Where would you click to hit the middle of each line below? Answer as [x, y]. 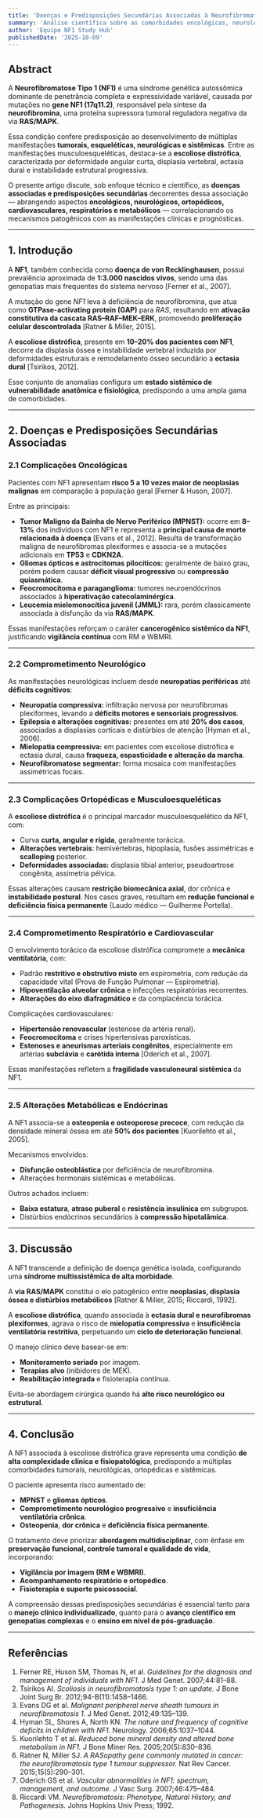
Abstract [30, 69]
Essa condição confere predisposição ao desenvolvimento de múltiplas [123, 137]
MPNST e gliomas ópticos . [63, 1500]
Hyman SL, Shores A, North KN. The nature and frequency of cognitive [134, 1722]
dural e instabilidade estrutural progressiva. [78, 170]
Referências [38, 1653]
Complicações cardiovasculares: [61, 1014]
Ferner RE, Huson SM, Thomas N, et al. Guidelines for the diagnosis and [135, 1672]
